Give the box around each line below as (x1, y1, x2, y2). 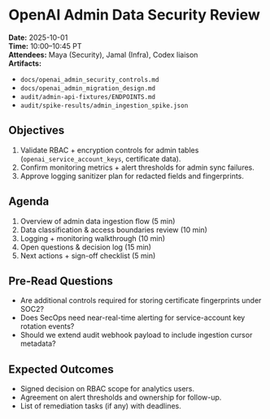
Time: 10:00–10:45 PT (8, 41, 82, 50)
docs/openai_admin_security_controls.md (20, 76, 159, 84)
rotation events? (20, 322, 75, 331)
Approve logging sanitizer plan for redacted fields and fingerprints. (20, 171, 244, 180)
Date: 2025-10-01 (8, 32, 68, 42)
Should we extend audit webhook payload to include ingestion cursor (20, 330, 253, 340)
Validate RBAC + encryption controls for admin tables (20, 145, 199, 155)
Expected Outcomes (8, 362, 114, 376)
